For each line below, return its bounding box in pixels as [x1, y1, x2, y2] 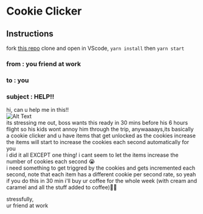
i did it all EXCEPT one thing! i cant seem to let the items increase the [6, 151, 179, 159]
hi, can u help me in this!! [6, 106, 69, 114]
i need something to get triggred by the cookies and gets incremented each [6, 164, 196, 171]
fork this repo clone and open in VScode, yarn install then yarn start [6, 44, 185, 52]
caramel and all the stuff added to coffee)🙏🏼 [6, 184, 117, 191]
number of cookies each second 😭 [6, 158, 95, 165]
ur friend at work [6, 202, 49, 209]
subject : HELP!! [6, 92, 55, 101]
